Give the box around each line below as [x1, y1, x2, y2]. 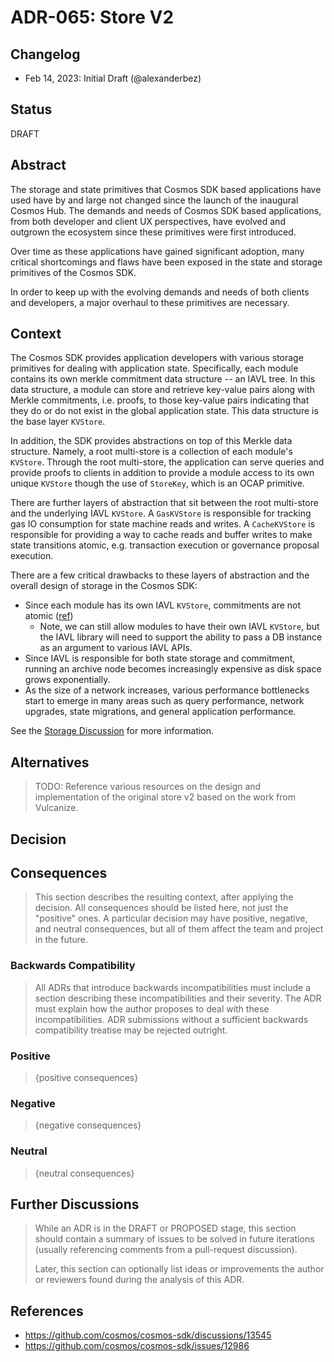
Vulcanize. [34, 802, 79, 814]
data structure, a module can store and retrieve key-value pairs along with [10, 384, 315, 396]
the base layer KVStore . [10, 416, 106, 428]
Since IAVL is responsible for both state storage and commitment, [24, 652, 296, 665]
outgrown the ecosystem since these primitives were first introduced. [10, 226, 297, 238]
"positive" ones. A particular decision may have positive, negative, [34, 912, 308, 925]
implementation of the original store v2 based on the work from [34, 791, 296, 803]
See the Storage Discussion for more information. [10, 725, 215, 737]
